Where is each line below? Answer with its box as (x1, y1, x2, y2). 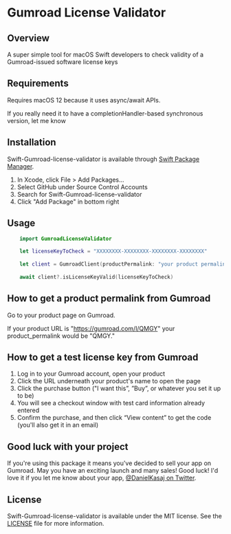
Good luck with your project (7, 440, 129, 452)
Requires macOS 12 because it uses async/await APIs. (7, 96, 161, 104)
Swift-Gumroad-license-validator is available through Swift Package (7, 155, 200, 163)
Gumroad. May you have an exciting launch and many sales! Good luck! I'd (7, 467, 219, 475)
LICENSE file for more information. (7, 519, 104, 527)
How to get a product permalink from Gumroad (7, 292, 211, 304)
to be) (16, 392, 34, 400)
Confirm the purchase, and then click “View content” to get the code (16, 414, 212, 422)
